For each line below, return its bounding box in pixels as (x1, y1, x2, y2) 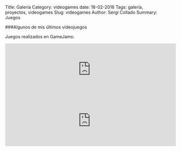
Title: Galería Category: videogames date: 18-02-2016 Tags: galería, (5, 4, 143, 10)
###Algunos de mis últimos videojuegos (5, 24, 88, 30)
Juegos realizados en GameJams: (5, 34, 75, 39)
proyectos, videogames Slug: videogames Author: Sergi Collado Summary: (5, 9, 157, 15)
